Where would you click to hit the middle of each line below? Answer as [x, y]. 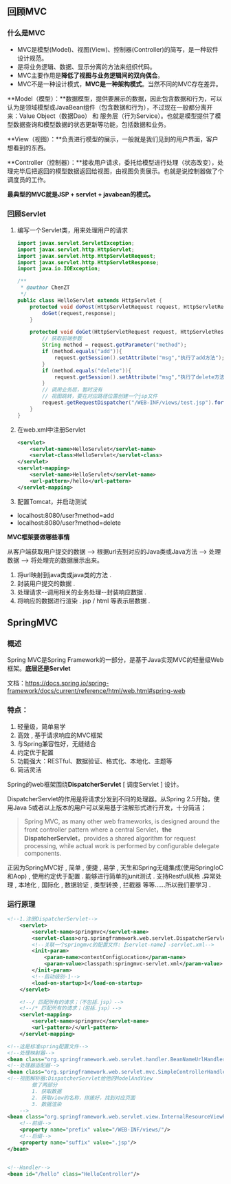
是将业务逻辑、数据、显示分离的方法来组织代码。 [86, 66]
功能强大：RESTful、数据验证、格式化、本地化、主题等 [95, 761]
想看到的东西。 [28, 148]
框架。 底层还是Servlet [39, 669]
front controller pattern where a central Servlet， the [98, 830]
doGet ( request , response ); [79, 313]
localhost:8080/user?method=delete [69, 523]
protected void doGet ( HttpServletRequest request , [104, 332]
